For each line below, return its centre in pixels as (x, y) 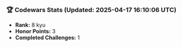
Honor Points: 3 (35, 32)
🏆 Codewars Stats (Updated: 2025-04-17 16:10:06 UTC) (92, 10)
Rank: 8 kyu (30, 25)
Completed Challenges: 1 (47, 37)
